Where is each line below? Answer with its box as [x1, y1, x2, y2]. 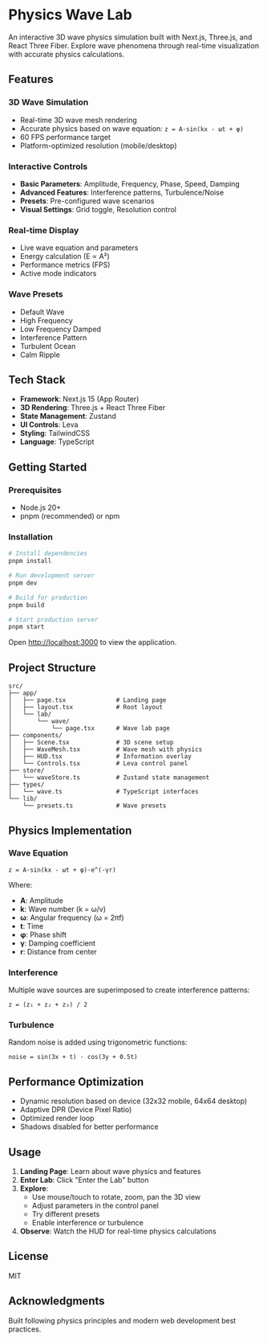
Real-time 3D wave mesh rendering [19, 115, 138, 125]
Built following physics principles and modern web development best [8, 1315, 237, 1325]
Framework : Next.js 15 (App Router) [19, 394, 140, 404]
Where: [8, 880, 33, 889]
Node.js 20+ [19, 503, 62, 512]
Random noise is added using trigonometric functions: [8, 1037, 188, 1047]
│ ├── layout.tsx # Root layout [8, 704, 163, 712]
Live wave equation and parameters [19, 243, 139, 252]
